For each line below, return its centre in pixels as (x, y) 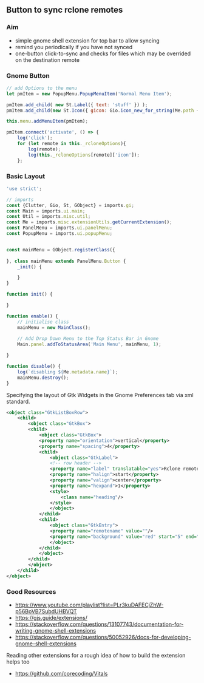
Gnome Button (28, 75)
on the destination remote (47, 59)
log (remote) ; (45, 149)
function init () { (29, 294)
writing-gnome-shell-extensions (55, 631)
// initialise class (43, 322)
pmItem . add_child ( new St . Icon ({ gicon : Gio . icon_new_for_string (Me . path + (103, 110)
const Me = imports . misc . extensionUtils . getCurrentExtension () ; (89, 222)
